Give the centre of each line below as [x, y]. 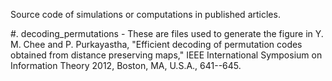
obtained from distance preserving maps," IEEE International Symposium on [166, 55]
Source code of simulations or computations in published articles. [145, 14]
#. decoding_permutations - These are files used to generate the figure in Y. [167, 33]
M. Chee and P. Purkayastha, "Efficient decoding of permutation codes [156, 44]
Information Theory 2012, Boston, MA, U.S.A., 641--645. [126, 65]
